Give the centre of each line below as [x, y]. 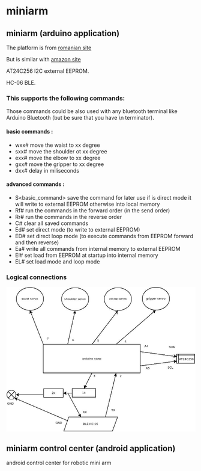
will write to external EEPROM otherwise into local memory [87, 204]
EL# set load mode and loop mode [57, 261]
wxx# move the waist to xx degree [57, 145]
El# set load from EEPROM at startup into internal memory [86, 255]
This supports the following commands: [66, 98]
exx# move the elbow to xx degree [58, 158]
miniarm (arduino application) [63, 33]
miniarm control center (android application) [91, 448]
